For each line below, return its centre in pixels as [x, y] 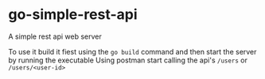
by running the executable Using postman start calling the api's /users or [128, 60]
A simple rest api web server [55, 36]
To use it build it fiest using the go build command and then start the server [132, 51]
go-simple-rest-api [73, 15]
